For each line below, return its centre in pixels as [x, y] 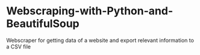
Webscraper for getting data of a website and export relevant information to [100, 40]
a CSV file [19, 47]
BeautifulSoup [43, 24]
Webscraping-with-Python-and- [90, 11]
